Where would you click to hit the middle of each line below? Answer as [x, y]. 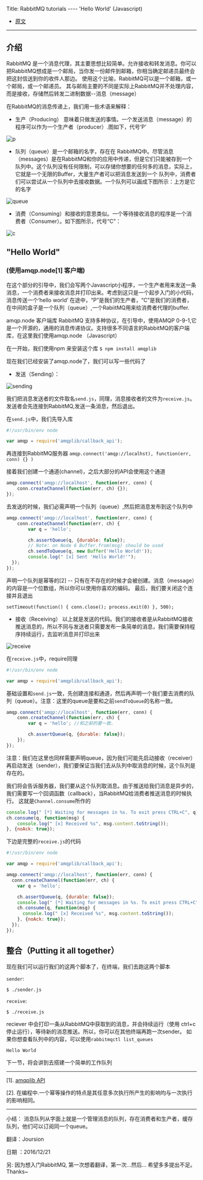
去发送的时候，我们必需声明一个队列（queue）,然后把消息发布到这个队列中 [100, 506]
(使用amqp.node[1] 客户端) [46, 271]
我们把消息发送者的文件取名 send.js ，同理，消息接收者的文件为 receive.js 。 [101, 399]
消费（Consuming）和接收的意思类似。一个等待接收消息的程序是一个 [101, 213]
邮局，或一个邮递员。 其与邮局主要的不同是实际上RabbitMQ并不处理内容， [104, 86]
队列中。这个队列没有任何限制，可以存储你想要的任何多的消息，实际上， [105, 166]
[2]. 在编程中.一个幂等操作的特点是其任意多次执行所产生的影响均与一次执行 [99, 1092]
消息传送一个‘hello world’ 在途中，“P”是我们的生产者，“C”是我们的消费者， [99, 300]
